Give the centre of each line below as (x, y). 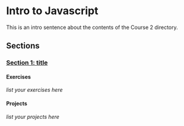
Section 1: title (27, 63)
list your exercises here (34, 90)
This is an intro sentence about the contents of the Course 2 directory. (92, 27)
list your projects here (33, 117)
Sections (23, 46)
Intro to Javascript (52, 11)
